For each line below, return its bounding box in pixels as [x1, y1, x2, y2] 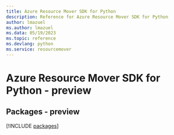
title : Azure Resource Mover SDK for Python [6, 8, 116, 15]
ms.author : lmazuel [6, 24, 54, 31]
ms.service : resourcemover [6, 47, 72, 52]
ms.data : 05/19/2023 [6, 30, 57, 36]
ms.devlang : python [6, 41, 54, 47]
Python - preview [6, 84, 92, 97]
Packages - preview [6, 107, 80, 117]
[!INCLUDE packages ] [6, 122, 59, 129]
